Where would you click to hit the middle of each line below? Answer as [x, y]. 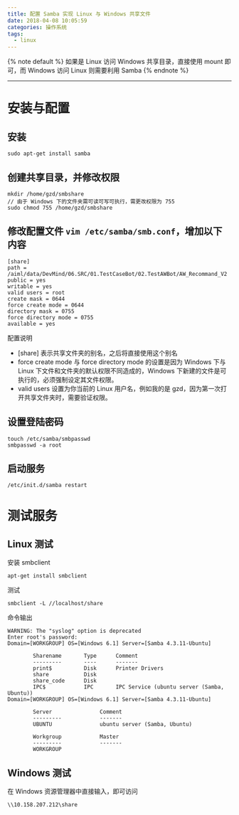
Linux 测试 [30, 544]
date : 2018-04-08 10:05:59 [47, 21]
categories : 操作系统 [37, 27]
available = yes [31, 324]
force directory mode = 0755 [51, 317]
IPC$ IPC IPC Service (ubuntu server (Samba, [128, 687]
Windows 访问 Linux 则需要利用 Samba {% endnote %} [108, 70]
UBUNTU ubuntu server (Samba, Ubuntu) [113, 725]
